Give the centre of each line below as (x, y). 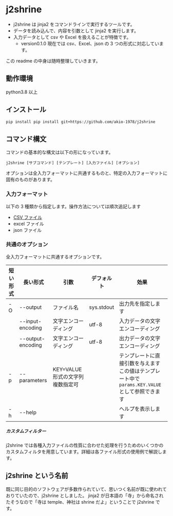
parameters (33, 380)
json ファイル (27, 230)
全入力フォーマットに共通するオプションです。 (55, 256)
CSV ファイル (28, 217)
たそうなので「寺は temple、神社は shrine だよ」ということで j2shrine (80, 502)
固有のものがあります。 (31, 180)
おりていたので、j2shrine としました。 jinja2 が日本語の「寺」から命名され (85, 495)
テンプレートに (137, 355)
